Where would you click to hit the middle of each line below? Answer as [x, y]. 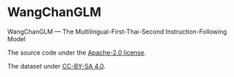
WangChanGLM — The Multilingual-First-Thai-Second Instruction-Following [117, 31]
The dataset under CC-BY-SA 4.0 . [57, 66]
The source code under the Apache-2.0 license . [77, 52]
